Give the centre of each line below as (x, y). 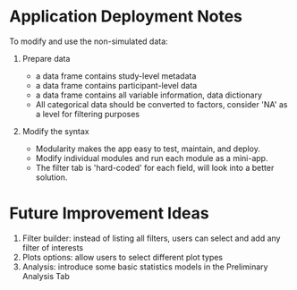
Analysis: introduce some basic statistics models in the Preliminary (145, 267)
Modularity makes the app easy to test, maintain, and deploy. (148, 149)
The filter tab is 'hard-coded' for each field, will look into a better (155, 167)
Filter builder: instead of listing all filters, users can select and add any (151, 238)
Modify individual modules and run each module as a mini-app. (152, 158)
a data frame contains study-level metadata (116, 76)
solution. (51, 177)
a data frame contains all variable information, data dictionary (148, 95)
